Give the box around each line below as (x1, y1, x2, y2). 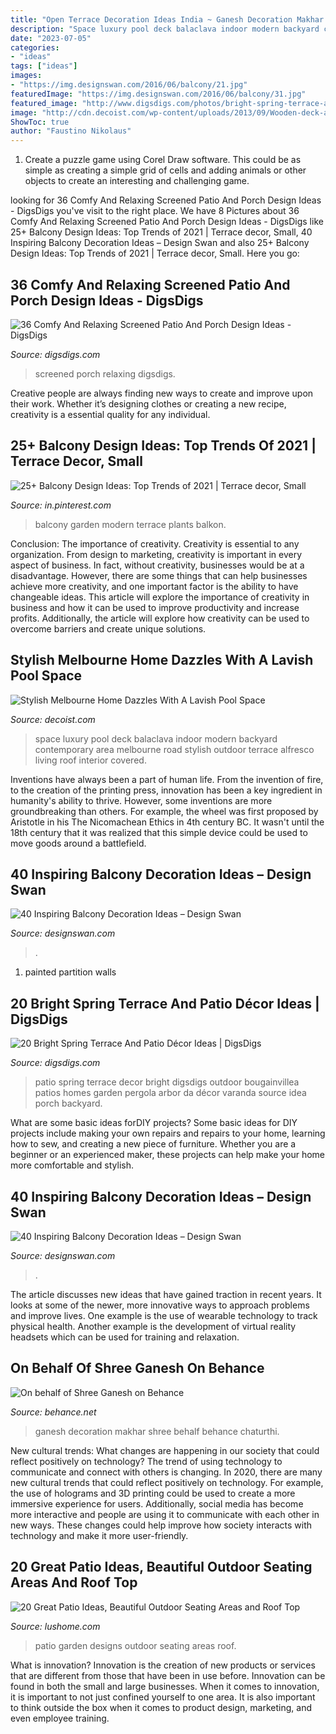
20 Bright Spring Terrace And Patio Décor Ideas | (10, 995, 320, 1012)
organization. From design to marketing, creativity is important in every (10, 548, 303, 560)
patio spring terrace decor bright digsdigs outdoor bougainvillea (34, 1076, 300, 1088)
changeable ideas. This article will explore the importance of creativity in (10, 591, 310, 603)
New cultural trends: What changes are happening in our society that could (10, 1444, 320, 1456)
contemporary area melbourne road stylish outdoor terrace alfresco (34, 743, 315, 755)
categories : (10, 42, 60, 53)
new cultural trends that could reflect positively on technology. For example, (10, 1476, 324, 1488)
